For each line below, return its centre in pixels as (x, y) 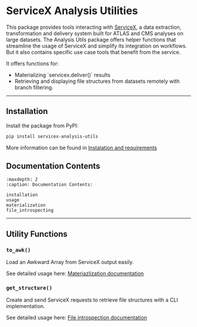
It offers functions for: (33, 64)
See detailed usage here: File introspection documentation (77, 318)
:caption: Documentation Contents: (50, 185)
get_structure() (29, 288)
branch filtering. (34, 87)
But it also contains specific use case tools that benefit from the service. (93, 52)
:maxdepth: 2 (22, 180)
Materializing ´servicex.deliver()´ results (62, 75)
